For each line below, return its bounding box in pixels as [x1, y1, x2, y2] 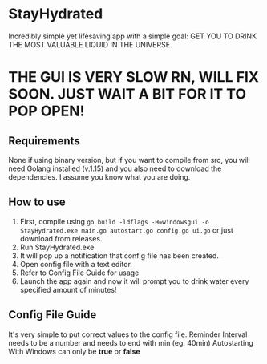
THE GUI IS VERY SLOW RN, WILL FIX [8, 68, 259, 87]
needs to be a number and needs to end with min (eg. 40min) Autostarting [8, 338, 254, 347]
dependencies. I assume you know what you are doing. [8, 172, 191, 181]
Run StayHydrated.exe [19, 242, 95, 252]
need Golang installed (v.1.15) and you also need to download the [8, 164, 222, 173]
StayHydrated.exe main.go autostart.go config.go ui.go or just [19, 225, 234, 235]
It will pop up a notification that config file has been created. [19, 250, 219, 261]
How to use [8, 196, 66, 209]
